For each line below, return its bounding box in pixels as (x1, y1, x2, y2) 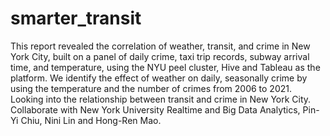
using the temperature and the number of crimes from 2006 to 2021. (10, 82, 293, 94)
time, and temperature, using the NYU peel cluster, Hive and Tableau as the (10, 61, 321, 73)
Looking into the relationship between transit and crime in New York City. (10, 93, 312, 105)
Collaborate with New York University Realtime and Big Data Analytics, (10, 103, 301, 116)
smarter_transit (10, 7, 142, 30)
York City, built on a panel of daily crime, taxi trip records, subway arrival (10, 50, 310, 62)
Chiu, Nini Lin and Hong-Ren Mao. (20, 114, 162, 126)
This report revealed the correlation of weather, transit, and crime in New (10, 40, 311, 52)
